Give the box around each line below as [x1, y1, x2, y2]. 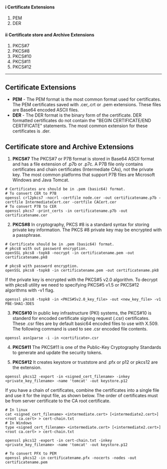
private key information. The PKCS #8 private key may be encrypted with [12, 227, 162, 233]
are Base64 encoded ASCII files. [12, 107, 79, 113]
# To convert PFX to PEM [5, 451, 57, 456]
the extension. [12, 364, 42, 371]
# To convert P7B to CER [5, 204, 57, 209]
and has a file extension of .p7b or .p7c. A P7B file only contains [12, 161, 143, 167]
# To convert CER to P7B [5, 191, 57, 196]
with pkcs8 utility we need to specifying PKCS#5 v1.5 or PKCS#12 [5, 282, 139, 288]
